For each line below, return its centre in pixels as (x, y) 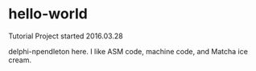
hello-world (48, 14)
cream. (20, 60)
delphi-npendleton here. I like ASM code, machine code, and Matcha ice (128, 51)
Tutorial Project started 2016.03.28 (66, 36)
